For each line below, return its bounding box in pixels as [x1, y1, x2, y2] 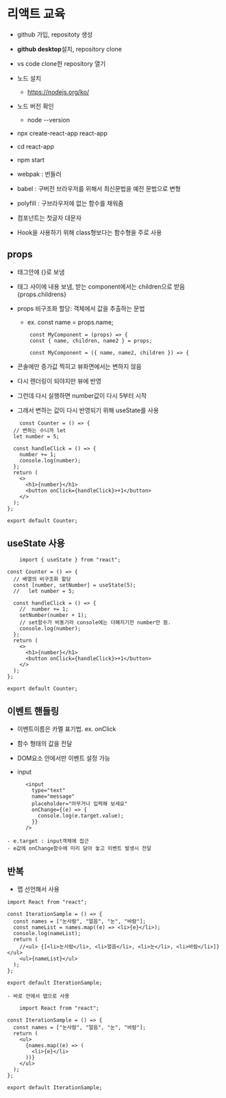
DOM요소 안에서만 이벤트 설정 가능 [16, 754, 111, 763]
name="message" [32, 793, 75, 800]
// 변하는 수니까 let [13, 427, 66, 434]
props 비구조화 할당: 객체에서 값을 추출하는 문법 [16, 304, 145, 313]
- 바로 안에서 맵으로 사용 [7, 993, 70, 1000]
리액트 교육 [7, 6, 66, 22]
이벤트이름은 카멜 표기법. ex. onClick [16, 725, 116, 733]
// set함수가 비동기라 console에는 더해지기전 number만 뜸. [19, 619, 171, 626]
